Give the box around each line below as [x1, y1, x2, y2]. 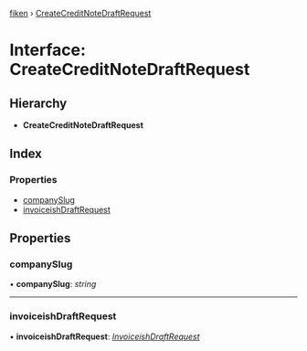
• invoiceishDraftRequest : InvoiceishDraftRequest [9, 331, 200, 342]
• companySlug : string [9, 279, 97, 290]
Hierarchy [9, 95, 68, 111]
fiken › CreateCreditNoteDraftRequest [9, 8, 152, 18]
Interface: [9, 40, 87, 60]
